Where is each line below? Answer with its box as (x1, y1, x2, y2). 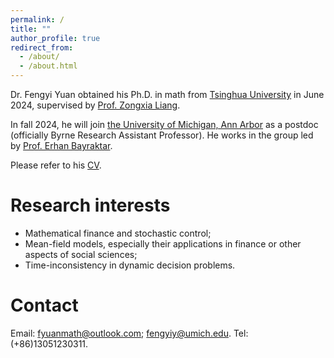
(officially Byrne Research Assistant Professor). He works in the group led (10, 129, 314, 141)
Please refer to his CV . (10, 159, 102, 171)
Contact (10, 294, 79, 317)
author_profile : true (10, 33, 101, 43)
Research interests (10, 194, 171, 217)
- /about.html (19, 61, 78, 71)
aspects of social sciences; (24, 248, 138, 260)
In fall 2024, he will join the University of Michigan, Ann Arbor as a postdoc (10, 119, 319, 130)
